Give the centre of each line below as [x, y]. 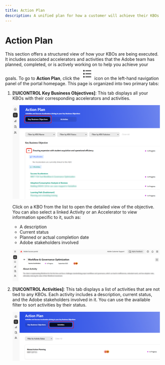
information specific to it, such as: [46, 217]
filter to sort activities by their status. [49, 305]
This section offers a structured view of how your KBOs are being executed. [82, 54]
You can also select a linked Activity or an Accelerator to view [75, 212]
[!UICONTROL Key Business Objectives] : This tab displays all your [80, 93]
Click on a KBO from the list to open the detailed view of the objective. [83, 207]
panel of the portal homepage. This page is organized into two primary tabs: [82, 84]
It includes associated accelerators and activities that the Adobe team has [80, 60]
